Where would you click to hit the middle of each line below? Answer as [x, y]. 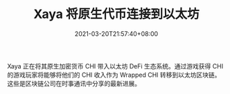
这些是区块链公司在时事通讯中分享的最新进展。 [74, 83]
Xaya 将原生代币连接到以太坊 [116, 14]
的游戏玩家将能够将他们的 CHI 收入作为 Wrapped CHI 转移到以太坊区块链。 [114, 75]
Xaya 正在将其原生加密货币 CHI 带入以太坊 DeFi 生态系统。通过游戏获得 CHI [115, 66]
